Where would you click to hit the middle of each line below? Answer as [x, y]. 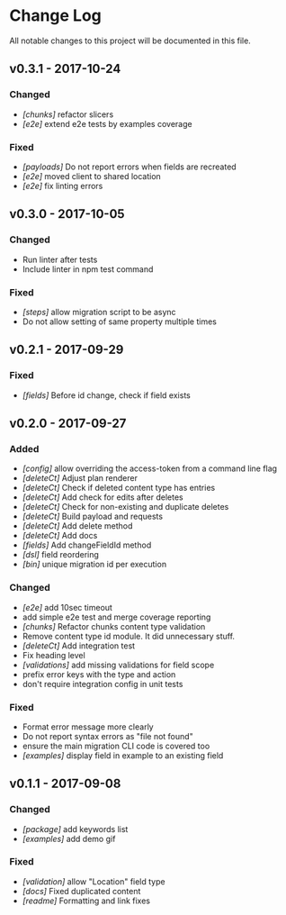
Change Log [55, 16]
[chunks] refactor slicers [68, 114]
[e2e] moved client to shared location [92, 176]
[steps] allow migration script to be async [99, 312]
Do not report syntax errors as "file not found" [107, 736]
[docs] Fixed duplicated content [81, 891]
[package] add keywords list [75, 829]
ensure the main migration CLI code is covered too [116, 746]
